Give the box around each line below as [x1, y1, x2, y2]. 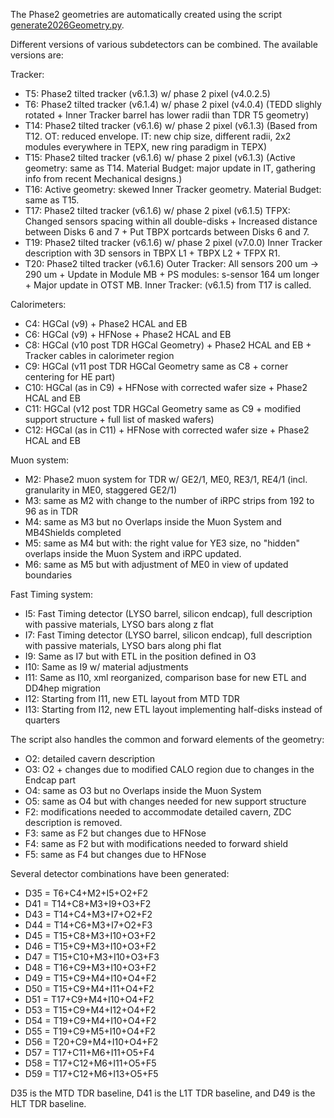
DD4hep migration [24, 682, 102, 694]
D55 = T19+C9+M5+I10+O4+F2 [24, 1025, 157, 1037]
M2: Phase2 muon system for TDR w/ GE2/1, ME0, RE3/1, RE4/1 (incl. [24, 474, 308, 485]
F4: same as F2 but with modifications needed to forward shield [24, 838, 289, 849]
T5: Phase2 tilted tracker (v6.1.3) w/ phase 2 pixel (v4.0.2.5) [24, 88, 271, 99]
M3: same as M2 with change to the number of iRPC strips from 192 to [24, 495, 315, 506]
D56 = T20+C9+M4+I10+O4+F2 [24, 1036, 159, 1048]
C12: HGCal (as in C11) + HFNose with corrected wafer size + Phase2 [24, 424, 310, 436]
